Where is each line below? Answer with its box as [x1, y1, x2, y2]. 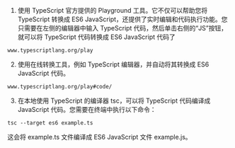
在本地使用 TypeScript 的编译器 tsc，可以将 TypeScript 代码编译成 [17, 96, 211, 105]
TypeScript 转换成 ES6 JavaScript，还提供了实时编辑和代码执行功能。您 [17, 15, 228, 23]
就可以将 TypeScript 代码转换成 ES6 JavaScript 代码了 [17, 33, 176, 41]
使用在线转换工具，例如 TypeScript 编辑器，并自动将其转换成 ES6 [17, 60, 210, 69]
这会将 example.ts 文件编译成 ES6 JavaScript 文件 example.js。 [7, 133, 193, 141]
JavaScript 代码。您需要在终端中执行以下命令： [17, 106, 156, 113]
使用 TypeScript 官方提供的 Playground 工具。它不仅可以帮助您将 [17, 6, 207, 14]
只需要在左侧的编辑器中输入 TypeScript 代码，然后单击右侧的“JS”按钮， [17, 24, 228, 32]
